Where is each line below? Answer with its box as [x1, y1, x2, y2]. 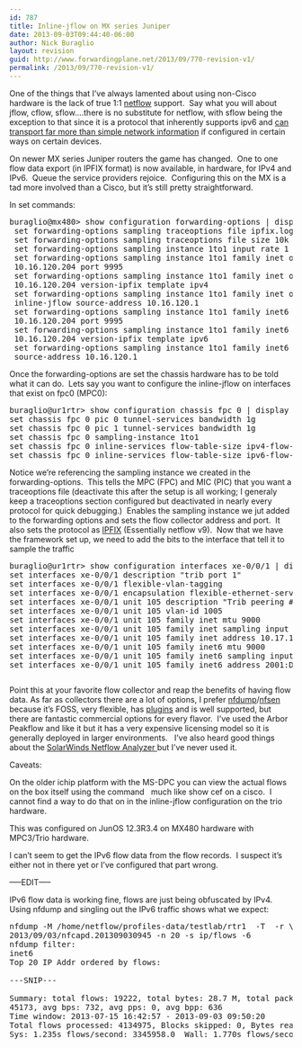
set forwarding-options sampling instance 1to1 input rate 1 [13, 244, 289, 254]
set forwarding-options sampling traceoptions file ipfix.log [13, 226, 294, 236]
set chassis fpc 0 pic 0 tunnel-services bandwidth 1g [9, 414, 256, 424]
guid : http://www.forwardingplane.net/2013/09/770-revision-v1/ [9, 55, 255, 64]
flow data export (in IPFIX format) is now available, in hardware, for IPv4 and [9, 163, 292, 174]
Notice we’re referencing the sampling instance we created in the [9, 467, 252, 478]
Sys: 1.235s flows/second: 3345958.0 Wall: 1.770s [9, 1029, 243, 1039]
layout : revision [9, 47, 75, 56]
